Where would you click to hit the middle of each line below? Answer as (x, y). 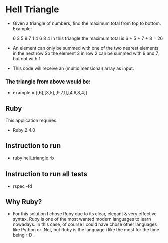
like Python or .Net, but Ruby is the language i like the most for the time (86, 230)
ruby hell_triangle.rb (33, 158)
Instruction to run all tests (46, 174)
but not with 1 (26, 58)
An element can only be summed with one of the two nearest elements (86, 48)
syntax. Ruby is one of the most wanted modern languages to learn (82, 219)
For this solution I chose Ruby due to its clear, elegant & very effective (85, 214)
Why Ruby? (24, 202)
